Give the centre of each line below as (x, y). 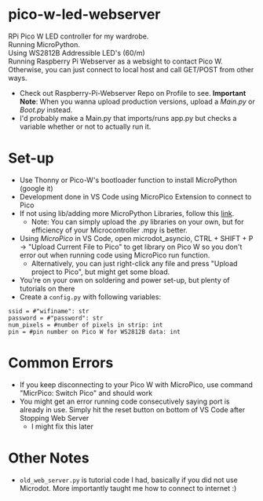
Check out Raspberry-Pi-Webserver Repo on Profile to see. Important (133, 93)
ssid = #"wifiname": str (49, 311)
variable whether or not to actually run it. (85, 126)
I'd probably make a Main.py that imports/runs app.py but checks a (128, 118)
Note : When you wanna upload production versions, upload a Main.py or (137, 101)
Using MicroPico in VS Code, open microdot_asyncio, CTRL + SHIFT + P (136, 238)
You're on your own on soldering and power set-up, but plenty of (124, 280)
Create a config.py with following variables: (90, 297)
